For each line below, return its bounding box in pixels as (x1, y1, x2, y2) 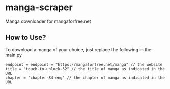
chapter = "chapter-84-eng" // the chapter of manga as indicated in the (5, 75, 165, 80)
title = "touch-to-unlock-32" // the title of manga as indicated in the (5, 66, 165, 71)
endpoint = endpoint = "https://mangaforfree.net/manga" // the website (5, 62, 163, 67)
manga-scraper (5, 2, 73, 13)
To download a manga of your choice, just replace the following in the (5, 46, 152, 52)
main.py (5, 52, 22, 58)
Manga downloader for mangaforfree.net (5, 18, 91, 24)
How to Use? (5, 33, 46, 42)
